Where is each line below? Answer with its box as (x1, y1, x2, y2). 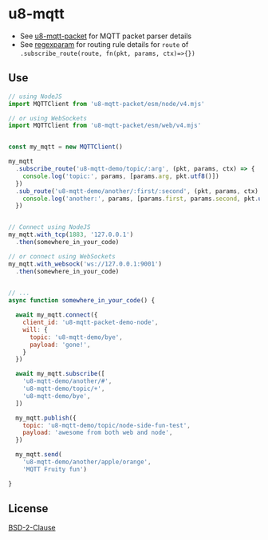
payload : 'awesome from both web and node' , (22, 428, 173, 437)
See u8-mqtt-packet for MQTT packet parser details (19, 31, 192, 41)
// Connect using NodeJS (8, 223, 91, 231)
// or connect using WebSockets (8, 252, 116, 260)
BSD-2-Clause (8, 523, 56, 533)
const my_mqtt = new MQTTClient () (8, 143, 124, 152)
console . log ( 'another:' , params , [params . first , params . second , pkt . (22, 195, 259, 203)
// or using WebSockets (8, 114, 88, 122)
